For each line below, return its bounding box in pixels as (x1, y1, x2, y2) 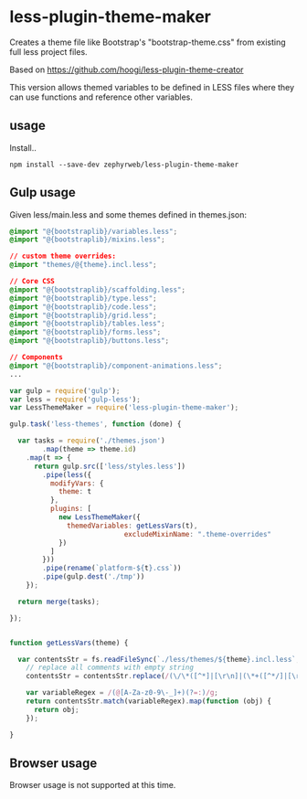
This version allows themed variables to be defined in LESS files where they (9, 81, 295, 92)
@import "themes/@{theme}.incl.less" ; (9, 261, 157, 270)
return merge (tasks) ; (17, 597, 101, 606)
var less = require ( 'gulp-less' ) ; (9, 395, 142, 404)
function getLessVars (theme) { (9, 638, 129, 647)
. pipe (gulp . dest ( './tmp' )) (42, 572, 145, 581)
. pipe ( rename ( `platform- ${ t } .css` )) (42, 564, 182, 573)
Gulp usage (9, 185, 76, 200)
